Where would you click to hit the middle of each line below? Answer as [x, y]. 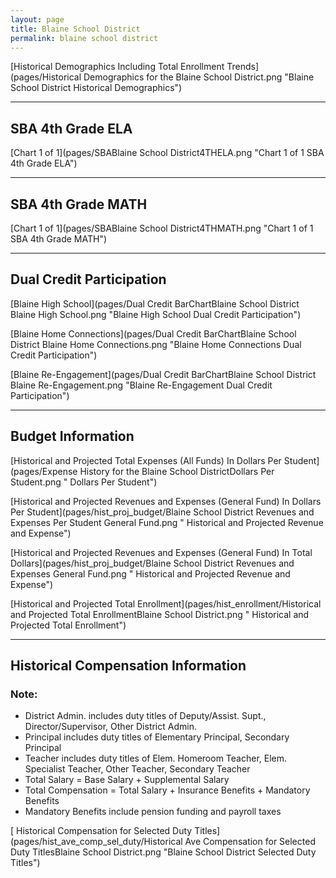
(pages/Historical [46, 77]
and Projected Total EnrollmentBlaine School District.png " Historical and [160, 614]
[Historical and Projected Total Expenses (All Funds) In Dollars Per [146, 460]
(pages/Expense [44, 471]
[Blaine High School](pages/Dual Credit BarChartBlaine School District [155, 303]
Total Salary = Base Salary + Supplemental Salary [127, 780]
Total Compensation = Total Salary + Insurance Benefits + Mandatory [167, 790]
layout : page [37, 19]
